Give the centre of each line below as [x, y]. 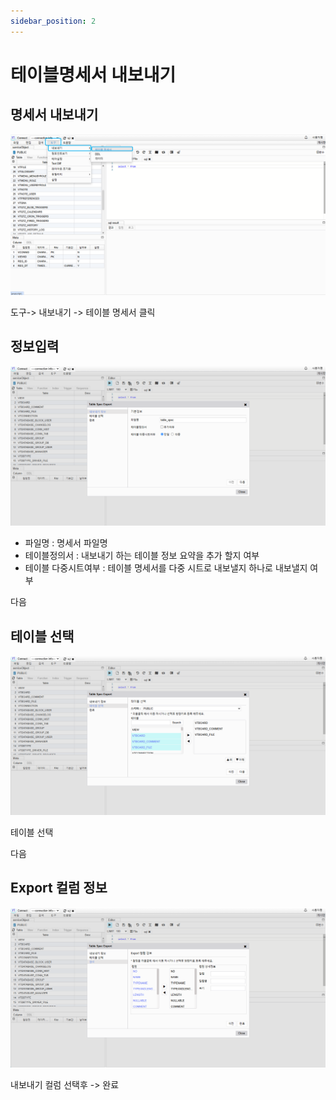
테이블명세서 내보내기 [93, 74]
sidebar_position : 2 [53, 21]
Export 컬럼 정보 [59, 888]
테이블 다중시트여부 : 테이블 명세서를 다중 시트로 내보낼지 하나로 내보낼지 [166, 568]
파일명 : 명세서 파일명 [66, 543]
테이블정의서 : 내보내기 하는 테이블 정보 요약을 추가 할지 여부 [142, 556]
